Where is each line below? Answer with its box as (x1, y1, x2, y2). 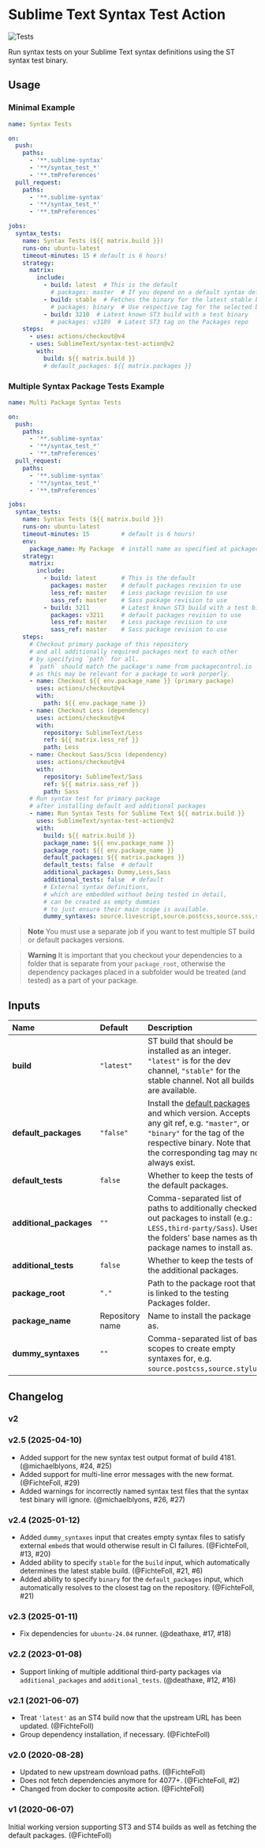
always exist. (147, 1157, 196, 1168)
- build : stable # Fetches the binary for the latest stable (43, 295, 252, 304)
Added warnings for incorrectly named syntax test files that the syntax (19, 1486, 249, 1496)
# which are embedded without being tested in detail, (43, 890, 227, 899)
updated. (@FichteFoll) (19, 1721, 95, 1730)
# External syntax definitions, (43, 883, 150, 891)
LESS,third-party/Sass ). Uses (147, 1222, 259, 1233)
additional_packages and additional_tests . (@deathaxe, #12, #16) (19, 1675, 237, 1684)
